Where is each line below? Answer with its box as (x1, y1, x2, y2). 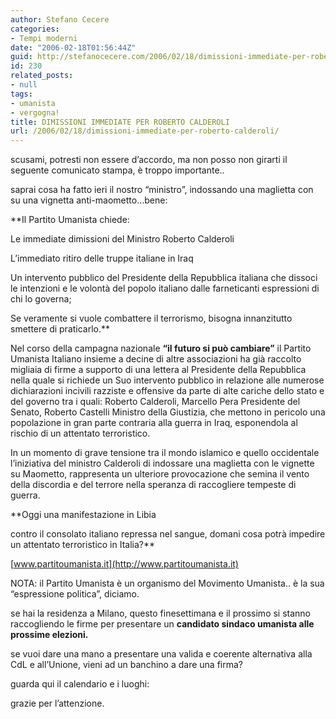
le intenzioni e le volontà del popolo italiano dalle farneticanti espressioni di (10, 282, 320, 295)
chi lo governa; (10, 293, 72, 305)
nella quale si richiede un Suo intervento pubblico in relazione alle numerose (10, 374, 325, 386)
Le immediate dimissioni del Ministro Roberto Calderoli (10, 233, 235, 245)
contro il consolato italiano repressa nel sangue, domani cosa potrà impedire (10, 528, 326, 540)
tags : (10, 89, 33, 99)
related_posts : (10, 71, 74, 81)
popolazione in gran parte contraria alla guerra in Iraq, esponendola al (10, 417, 298, 429)
